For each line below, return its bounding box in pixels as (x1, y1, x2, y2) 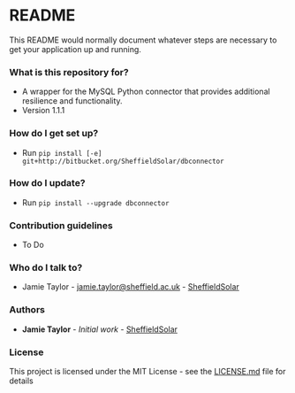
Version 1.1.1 (21, 105, 65, 116)
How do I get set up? (9, 127, 99, 140)
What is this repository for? (9, 65, 130, 78)
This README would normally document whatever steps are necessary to (9, 35, 277, 45)
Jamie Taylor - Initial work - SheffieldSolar (21, 324, 178, 335)
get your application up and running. (9, 43, 141, 54)
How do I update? (9, 177, 86, 189)
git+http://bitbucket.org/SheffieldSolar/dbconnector (21, 157, 224, 166)
